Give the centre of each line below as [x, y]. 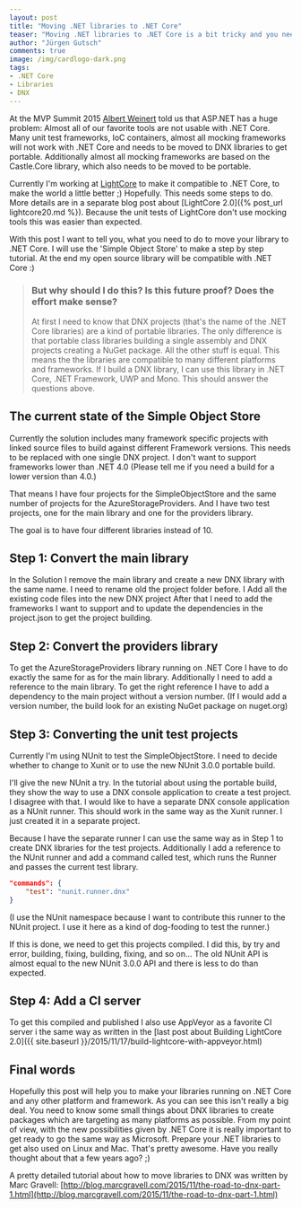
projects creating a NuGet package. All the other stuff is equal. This [155, 350]
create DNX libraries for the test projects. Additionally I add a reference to [145, 848]
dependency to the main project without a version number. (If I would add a [148, 696]
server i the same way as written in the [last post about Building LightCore [146, 1032]
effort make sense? [74, 302]
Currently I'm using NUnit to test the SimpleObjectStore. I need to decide [143, 756]
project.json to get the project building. [81, 618]
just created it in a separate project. [75, 821]
